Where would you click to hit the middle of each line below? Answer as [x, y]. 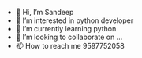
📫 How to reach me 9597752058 [70, 46]
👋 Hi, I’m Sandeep [45, 12]
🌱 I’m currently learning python [66, 29]
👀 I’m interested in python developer [75, 20]
